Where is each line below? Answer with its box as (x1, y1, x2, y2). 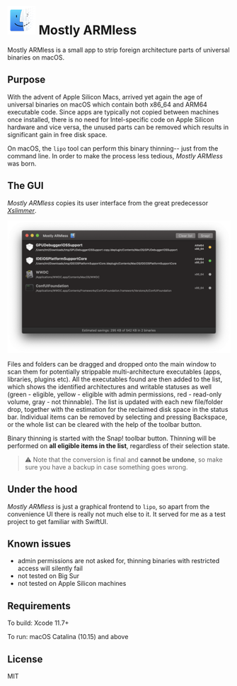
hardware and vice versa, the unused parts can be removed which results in (7, 123, 229, 131)
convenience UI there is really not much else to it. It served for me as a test (7, 510, 226, 518)
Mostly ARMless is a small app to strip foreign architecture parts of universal (7, 45, 230, 54)
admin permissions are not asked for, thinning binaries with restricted (17, 557, 220, 565)
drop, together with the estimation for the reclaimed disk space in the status (7, 405, 229, 413)
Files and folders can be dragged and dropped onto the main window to (7, 359, 217, 368)
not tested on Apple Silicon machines (17, 579, 127, 588)
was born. (7, 159, 37, 168)
